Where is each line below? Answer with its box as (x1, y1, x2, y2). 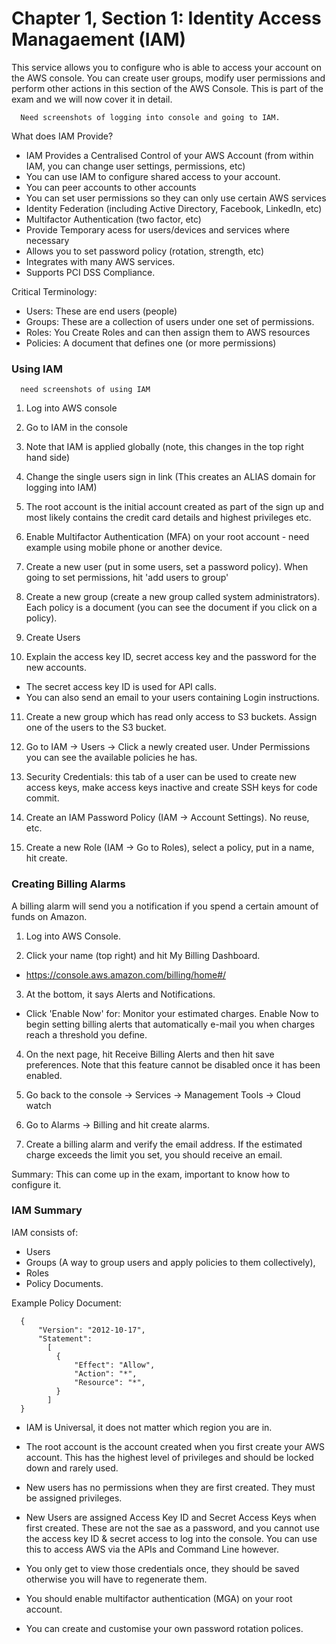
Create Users (25, 632, 81, 644)
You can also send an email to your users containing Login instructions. (25, 692, 320, 704)
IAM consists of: (11, 1226, 79, 1238)
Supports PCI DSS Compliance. (25, 266, 156, 278)
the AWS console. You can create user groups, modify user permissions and (11, 72, 326, 84)
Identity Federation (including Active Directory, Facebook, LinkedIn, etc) (25, 202, 323, 214)
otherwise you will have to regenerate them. (25, 1573, 208, 1585)
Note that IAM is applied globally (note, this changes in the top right (25, 441, 304, 453)
